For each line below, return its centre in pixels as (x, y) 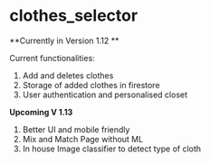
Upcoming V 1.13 (41, 112)
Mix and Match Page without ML (83, 139)
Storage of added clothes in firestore (91, 85)
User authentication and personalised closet (105, 95)
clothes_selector (74, 16)
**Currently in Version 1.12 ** (64, 41)
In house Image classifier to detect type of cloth (112, 149)
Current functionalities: (52, 58)
